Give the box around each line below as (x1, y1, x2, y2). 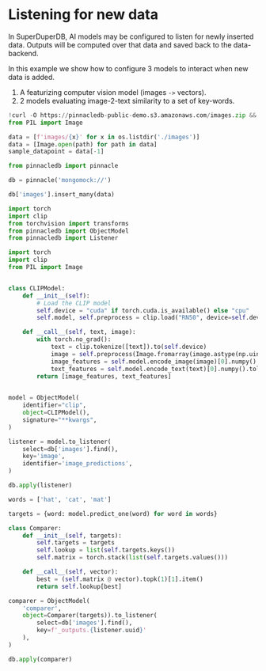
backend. (8, 48, 39, 58)
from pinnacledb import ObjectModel (8, 227, 129, 235)
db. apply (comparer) (8, 655, 73, 663)
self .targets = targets (36, 539, 115, 547)
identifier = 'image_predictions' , (22, 460, 133, 468)
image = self (50, 350, 93, 358)
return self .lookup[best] (36, 582, 123, 590)
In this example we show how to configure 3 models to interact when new (8, 63, 249, 73)
